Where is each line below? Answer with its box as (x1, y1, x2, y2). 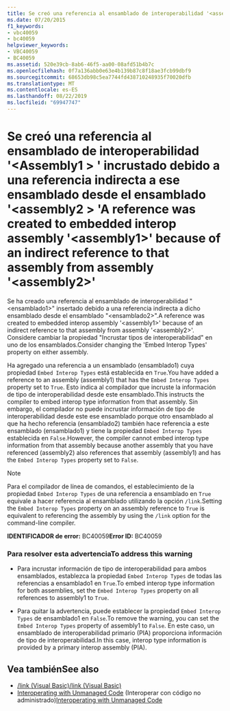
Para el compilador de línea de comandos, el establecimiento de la (7, 482, 194, 490)
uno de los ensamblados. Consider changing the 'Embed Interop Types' (7, 340, 207, 349)
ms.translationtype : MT (7, 80, 75, 87)
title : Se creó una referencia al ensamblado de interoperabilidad (7, 10, 204, 17)
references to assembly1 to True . (16, 594, 110, 602)
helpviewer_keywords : (7, 42, 69, 49)
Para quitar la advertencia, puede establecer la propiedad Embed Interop (16, 607, 221, 615)
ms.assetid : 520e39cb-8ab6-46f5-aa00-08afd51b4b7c (7, 61, 155, 68)
